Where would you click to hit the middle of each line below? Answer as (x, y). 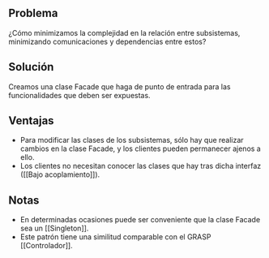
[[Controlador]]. (46, 246)
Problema (33, 13)
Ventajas (31, 121)
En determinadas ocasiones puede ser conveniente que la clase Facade (140, 220)
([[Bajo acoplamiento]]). (60, 174)
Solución (31, 67)
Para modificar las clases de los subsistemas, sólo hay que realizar (132, 140)
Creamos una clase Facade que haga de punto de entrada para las (120, 86)
